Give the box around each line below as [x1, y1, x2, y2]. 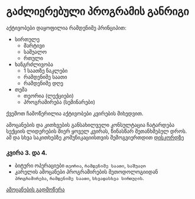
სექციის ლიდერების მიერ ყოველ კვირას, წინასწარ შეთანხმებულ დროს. [6, 128, 187, 135]
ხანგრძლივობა [14, 61, 53, 68]
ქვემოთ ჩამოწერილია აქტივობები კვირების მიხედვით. [6, 110, 144, 117]
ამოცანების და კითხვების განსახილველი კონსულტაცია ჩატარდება [6, 121, 175, 128]
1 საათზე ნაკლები [23, 67, 68, 74]
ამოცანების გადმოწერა [6, 186, 65, 193]
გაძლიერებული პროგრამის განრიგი [6, 5, 189, 18]
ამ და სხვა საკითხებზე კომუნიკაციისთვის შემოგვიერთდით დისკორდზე [6, 133, 184, 141]
